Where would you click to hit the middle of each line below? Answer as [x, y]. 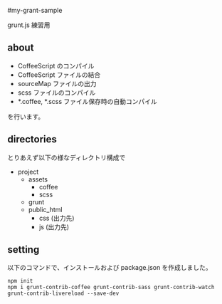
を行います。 [26, 116]
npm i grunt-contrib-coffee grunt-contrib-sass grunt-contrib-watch [111, 288]
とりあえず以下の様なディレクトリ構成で [67, 157]
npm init [20, 281]
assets [38, 179]
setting [23, 250]
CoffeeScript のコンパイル [56, 65]
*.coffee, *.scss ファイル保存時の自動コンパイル [88, 101]
